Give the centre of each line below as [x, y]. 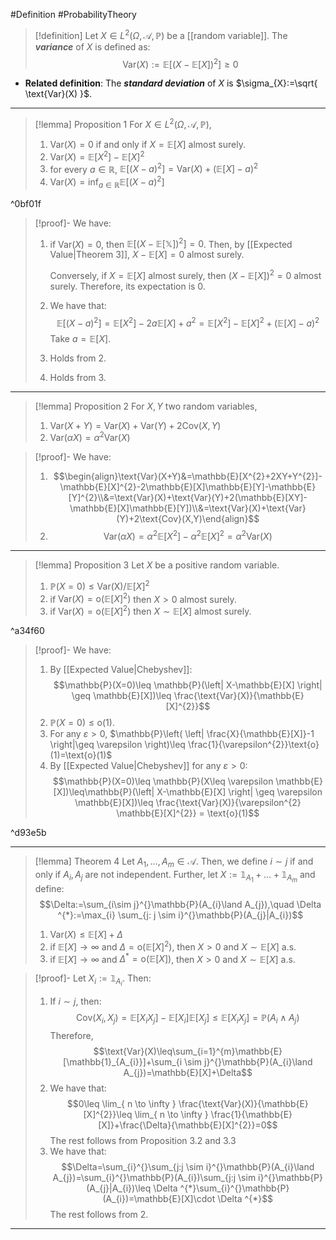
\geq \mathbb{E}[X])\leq [121, 695]
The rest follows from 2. [99, 1215]
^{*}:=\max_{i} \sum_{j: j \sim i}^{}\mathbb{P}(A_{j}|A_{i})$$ [180, 915]
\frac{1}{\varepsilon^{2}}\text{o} [253, 744]
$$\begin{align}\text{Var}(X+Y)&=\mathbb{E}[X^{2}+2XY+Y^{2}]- [188, 476]
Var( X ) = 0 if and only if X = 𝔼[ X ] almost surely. [147, 144]
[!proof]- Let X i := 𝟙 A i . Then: [93, 980]
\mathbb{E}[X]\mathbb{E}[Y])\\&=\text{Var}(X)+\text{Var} [188, 508]
